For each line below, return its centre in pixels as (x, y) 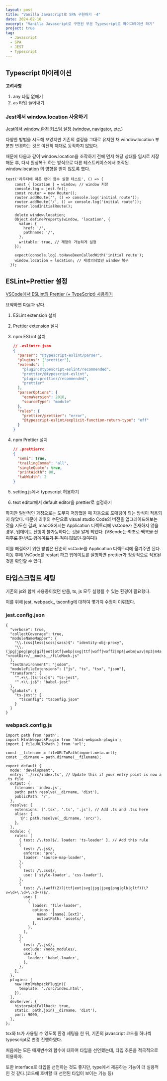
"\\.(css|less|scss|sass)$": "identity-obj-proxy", (69, 643)
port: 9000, (27, 1015)
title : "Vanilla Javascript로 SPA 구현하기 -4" (53, 14)
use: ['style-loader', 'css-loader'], (64, 875)
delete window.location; (40, 215)
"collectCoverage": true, (37, 634)
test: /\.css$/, (40, 871)
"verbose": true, (28, 630)
